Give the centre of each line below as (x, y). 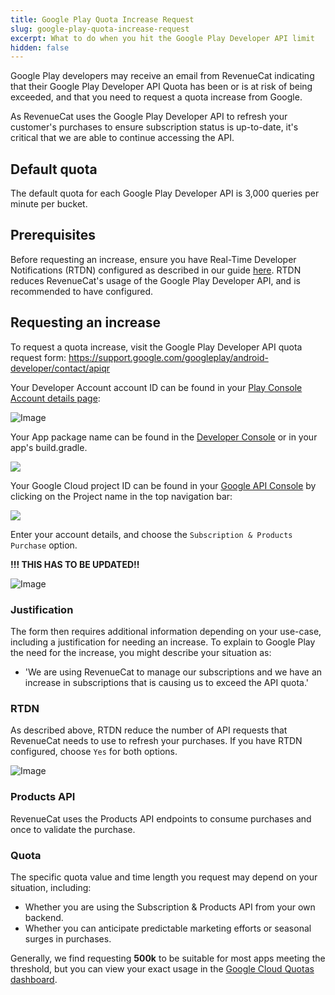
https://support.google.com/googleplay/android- (168, 357)
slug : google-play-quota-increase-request (100, 29)
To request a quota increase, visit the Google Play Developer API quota (156, 347)
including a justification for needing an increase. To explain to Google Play (163, 642)
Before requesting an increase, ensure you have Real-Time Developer (153, 259)
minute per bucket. (49, 204)
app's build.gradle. (49, 447)
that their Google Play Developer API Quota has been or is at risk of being (161, 87)
